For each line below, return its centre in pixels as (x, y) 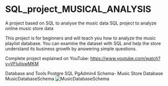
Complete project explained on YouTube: (47, 58)
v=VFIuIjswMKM (22, 63)
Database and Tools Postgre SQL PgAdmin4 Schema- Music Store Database (84, 73)
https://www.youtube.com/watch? (125, 58)
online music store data (29, 28)
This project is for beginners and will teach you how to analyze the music (81, 38)
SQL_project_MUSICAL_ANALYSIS (78, 9)
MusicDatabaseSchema (30, 78)
